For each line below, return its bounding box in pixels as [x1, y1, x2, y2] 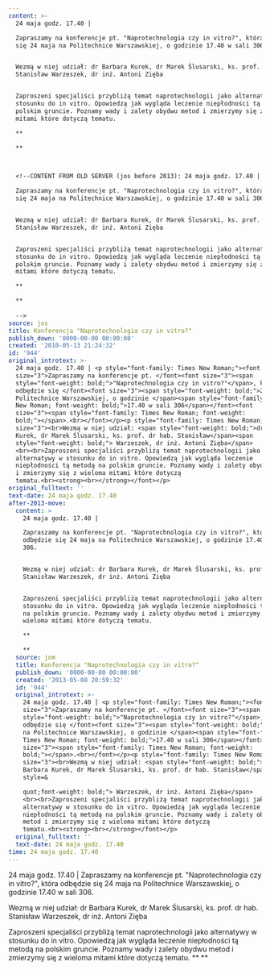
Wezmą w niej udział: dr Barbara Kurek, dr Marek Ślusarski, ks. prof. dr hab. [8, 902, 259, 912]
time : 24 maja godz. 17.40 [8, 847, 99, 856]
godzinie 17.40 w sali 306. [8, 887, 94, 897]
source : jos [8, 319, 48, 327]
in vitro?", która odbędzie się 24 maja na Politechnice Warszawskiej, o [8, 878, 239, 888]
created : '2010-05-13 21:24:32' [8, 342, 117, 350]
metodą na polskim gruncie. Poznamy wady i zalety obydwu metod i [8, 944, 235, 954]
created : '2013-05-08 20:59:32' [15, 676, 125, 684]
